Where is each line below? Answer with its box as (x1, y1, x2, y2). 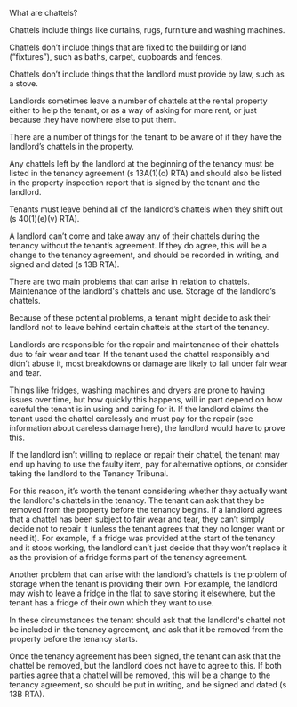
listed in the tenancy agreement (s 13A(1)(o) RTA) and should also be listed (9, 168, 282, 178)
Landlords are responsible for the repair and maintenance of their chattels (9, 339, 280, 350)
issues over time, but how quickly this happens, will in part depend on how (9, 394, 283, 404)
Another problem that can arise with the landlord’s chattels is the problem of (9, 569, 288, 580)
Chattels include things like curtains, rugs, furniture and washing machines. (9, 25, 285, 35)
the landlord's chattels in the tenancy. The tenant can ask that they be (9, 495, 265, 506)
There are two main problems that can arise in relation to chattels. (9, 276, 251, 287)
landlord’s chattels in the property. (9, 142, 135, 151)
